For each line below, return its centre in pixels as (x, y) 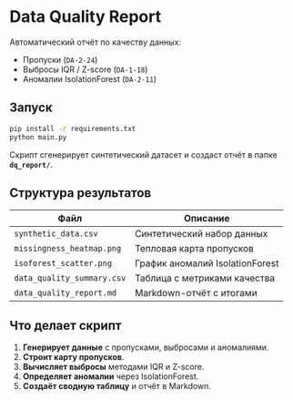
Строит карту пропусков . (73, 357)
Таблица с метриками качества (205, 278)
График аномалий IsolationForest (207, 263)
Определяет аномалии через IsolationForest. (111, 376)
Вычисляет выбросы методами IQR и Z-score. (113, 367)
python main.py (38, 137)
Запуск (31, 108)
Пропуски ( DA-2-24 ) (60, 59)
